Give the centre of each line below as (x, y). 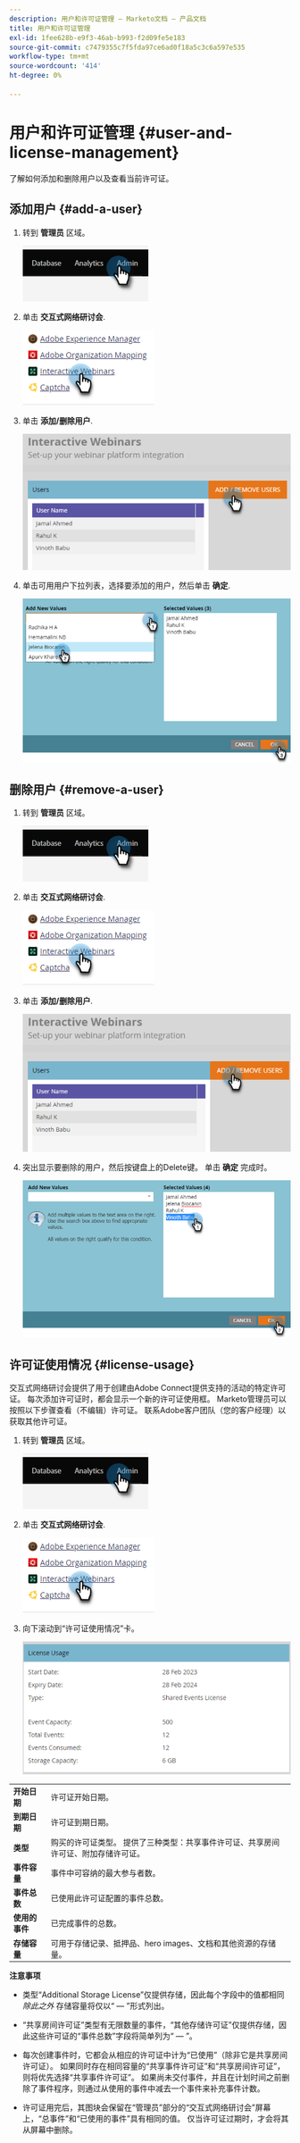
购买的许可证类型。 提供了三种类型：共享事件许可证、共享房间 (165, 1842)
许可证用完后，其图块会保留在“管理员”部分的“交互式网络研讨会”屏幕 (146, 2107)
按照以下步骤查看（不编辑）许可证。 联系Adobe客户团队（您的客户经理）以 (148, 1411)
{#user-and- (185, 133)
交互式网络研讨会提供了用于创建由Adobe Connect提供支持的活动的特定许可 (148, 1388)
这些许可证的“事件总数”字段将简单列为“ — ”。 (114, 2036)
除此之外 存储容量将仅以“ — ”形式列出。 (96, 2006)
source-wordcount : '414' (55, 66)
